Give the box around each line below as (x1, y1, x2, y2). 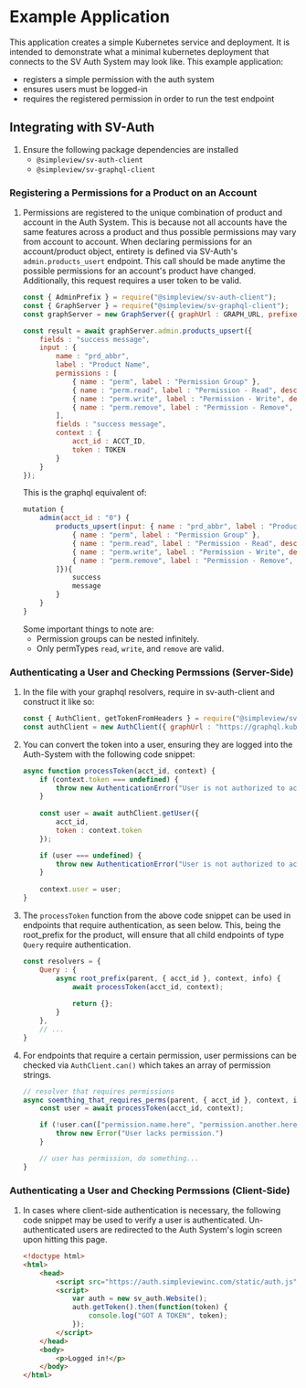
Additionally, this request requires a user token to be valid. (22, 275, 242, 286)
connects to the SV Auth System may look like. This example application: (9, 56, 283, 67)
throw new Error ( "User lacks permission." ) (56, 1129, 224, 1138)
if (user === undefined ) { (39, 850, 142, 860)
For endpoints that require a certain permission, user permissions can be (22, 1050, 297, 1061)
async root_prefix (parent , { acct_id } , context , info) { (56, 974, 281, 983)
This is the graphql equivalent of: (22, 487, 147, 498)
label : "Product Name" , (56, 360, 151, 369)
